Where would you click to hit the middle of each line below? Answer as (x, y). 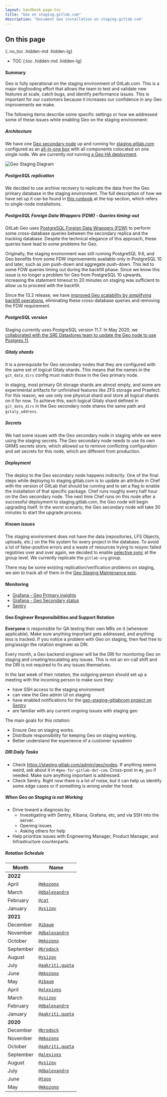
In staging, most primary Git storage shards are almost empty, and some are (83, 385)
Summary (15, 72)
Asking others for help (42, 831)
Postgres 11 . (17, 341)
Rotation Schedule (25, 853)
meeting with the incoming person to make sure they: (60, 679)
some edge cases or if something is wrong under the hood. (73, 786)
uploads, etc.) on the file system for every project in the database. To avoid (82, 542)
